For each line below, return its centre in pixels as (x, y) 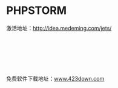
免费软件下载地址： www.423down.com (55, 78)
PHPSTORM (37, 11)
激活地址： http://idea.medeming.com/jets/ (59, 28)
